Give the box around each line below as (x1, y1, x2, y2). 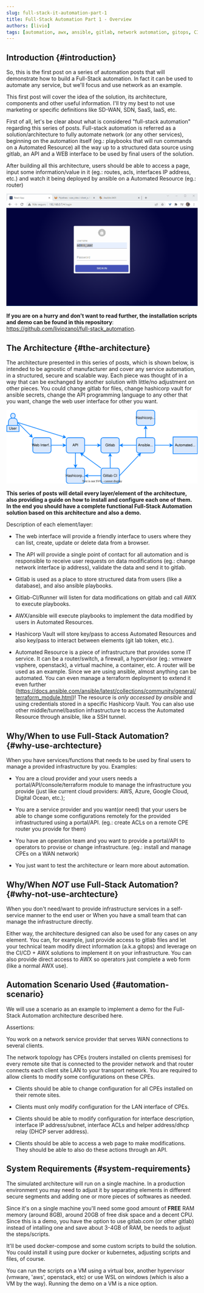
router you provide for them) (15, 825, 86, 833)
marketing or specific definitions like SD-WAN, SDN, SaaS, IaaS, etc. (6, 106, 177, 114)
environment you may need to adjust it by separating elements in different (6, 1186, 191, 1193)
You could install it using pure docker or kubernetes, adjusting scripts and (6, 1249, 191, 1256)
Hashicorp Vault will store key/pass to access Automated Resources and (15, 630, 197, 638)
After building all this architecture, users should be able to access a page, (6, 162, 190, 170)
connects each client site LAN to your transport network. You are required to (6, 1066, 197, 1073)
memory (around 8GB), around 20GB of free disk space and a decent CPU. (6, 1211, 194, 1218)
